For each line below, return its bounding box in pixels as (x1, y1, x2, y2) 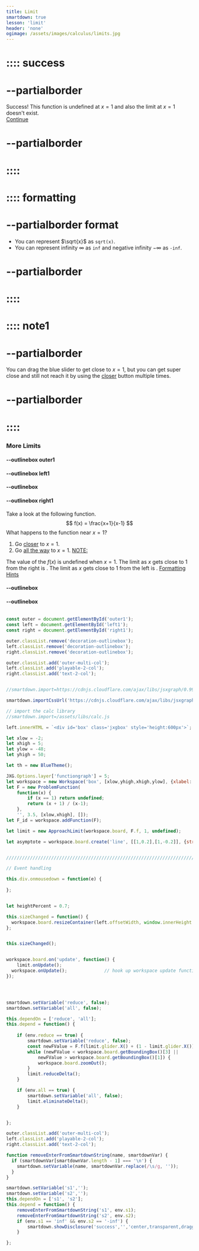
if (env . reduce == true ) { (17, 1032, 84, 1038)
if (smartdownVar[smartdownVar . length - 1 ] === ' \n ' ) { (11, 1158, 152, 1164)
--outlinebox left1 (6, 470, 50, 477)
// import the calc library (6, 708, 76, 714)
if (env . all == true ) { (17, 1088, 76, 1094)
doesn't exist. (6, 109, 40, 116)
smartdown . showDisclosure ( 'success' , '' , (27, 1224, 129, 1230)
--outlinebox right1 (6, 497, 54, 504)
